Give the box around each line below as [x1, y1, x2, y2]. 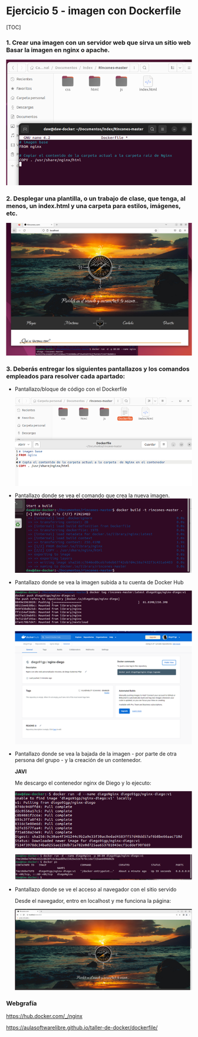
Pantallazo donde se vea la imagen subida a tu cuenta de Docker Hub [14, 579, 184, 586]
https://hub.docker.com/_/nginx [6, 1013, 82, 1020]
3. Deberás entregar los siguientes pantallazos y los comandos [6, 365, 190, 373]
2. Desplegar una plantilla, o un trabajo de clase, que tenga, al [6, 194, 186, 202]
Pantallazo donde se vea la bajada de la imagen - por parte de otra [14, 750, 177, 757]
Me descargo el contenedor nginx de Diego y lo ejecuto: [14, 779, 151, 787]
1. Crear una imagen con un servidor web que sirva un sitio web [6, 38, 192, 47]
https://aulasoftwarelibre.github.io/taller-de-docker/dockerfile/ [6, 1024, 158, 1031]
